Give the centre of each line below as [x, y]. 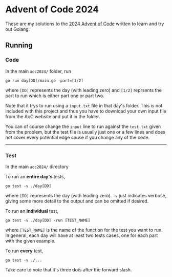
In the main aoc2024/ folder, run [38, 71]
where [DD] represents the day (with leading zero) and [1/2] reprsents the [84, 90]
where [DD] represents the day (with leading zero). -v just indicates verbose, [86, 195]
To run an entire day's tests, [35, 176]
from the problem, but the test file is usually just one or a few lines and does [85, 132]
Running [19, 45]
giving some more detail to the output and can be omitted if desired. [77, 201]
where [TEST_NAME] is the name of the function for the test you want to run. [84, 230]
